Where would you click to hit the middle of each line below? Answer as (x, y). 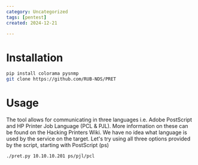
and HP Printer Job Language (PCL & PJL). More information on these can (97, 126)
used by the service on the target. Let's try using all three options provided (98, 139)
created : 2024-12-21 (32, 23)
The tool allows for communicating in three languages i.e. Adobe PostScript (99, 120)
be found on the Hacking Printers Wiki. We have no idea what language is (97, 132)
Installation (35, 58)
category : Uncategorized (37, 12)
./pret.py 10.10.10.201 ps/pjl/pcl (51, 156)
